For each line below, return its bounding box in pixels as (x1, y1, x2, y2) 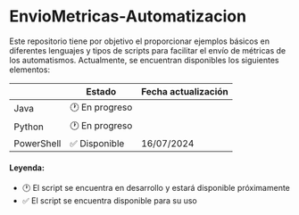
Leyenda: (9, 162, 45, 173)
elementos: (9, 64, 51, 75)
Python (13, 120, 45, 133)
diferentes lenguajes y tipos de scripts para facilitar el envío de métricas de (9, 45, 287, 55)
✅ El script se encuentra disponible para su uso (21, 195, 198, 206)
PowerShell (13, 136, 62, 149)
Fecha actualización (141, 85, 229, 97)
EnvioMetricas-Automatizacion (9, 6, 247, 27)
